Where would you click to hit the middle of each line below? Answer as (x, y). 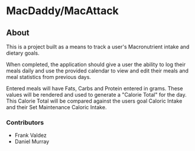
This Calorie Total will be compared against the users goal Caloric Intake (94, 101)
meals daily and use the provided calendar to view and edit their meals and (97, 71)
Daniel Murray (32, 142)
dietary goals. (23, 53)
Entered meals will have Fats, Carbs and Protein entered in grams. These (95, 88)
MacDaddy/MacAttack (63, 11)
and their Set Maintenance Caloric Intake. (56, 107)
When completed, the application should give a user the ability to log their (96, 64)
